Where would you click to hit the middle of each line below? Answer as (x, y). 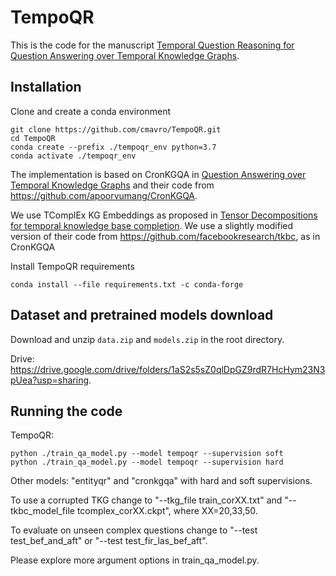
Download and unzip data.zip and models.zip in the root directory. (147, 339)
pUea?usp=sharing (49, 380)
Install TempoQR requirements (72, 266)
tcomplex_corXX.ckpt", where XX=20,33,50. (167, 511)
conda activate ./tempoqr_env (73, 156)
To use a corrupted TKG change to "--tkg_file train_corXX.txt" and (146, 500)
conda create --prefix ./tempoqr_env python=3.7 (113, 147)
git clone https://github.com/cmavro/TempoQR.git (116, 129)
